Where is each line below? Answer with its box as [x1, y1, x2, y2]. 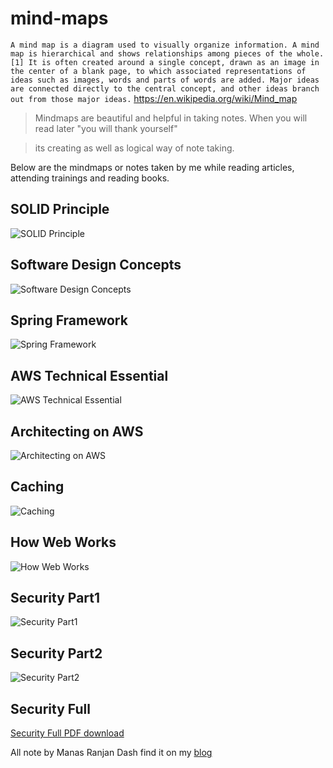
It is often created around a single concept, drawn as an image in [28, 57, 320, 67]
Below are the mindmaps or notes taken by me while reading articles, [10, 161, 295, 173]
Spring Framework [10, 312, 128, 329]
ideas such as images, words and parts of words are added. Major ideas [10, 75, 320, 85]
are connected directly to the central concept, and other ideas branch [10, 83, 320, 94]
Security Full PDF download [10, 727, 125, 739]
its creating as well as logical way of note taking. [34, 142, 235, 154]
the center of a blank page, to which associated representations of [10, 66, 307, 76]
